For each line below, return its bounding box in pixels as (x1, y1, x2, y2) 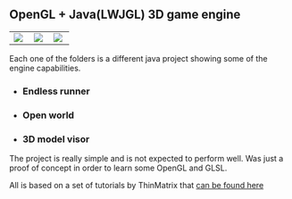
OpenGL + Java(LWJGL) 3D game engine (9, 7, 241, 22)
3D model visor (21, 133, 90, 145)
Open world (21, 109, 74, 121)
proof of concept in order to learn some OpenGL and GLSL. (9, 162, 228, 173)
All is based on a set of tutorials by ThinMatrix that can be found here (9, 179, 264, 190)
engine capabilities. (9, 62, 81, 73)
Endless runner (21, 85, 91, 97)
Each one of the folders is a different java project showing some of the (9, 53, 268, 63)
